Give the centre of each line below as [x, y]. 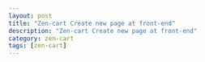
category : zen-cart [41, 38]
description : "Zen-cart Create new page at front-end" [103, 31]
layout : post [30, 16]
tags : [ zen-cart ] [38, 46]
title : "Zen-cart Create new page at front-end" [92, 23]
